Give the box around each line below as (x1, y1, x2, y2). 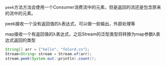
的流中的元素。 (5, 10, 36, 16)
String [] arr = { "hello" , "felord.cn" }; (5, 47, 90, 52)
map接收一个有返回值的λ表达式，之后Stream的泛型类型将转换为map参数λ (5, 31, 156, 37)
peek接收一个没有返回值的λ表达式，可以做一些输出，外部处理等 (5, 21, 135, 26)
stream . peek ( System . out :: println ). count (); (5, 56, 97, 61)
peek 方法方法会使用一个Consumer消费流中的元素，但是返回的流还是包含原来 (5, 4, 161, 10)
